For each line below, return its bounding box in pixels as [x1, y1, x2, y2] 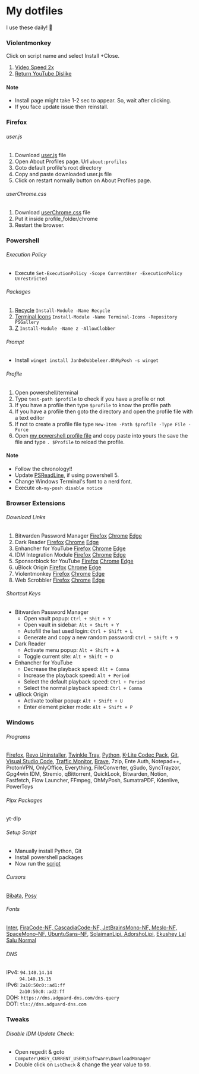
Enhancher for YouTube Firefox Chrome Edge [14, 545, 126, 552]
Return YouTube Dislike [14, 70, 72, 77]
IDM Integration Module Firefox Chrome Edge [14, 551, 126, 558]
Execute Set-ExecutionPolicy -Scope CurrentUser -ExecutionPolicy [14, 269, 183, 276]
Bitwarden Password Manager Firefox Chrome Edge [14, 532, 143, 539]
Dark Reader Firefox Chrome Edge [14, 538, 99, 545]
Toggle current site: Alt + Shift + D [23, 653, 113, 660]
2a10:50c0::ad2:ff [19, 989, 65, 995]
